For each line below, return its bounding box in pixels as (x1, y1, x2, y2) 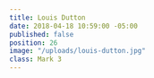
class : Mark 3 (9, 55, 63, 64)
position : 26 (9, 38, 58, 48)
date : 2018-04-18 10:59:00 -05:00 (9, 22, 139, 30)
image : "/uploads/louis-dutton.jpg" (9, 47, 146, 56)
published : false (9, 30, 74, 39)
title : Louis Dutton (9, 13, 87, 22)
